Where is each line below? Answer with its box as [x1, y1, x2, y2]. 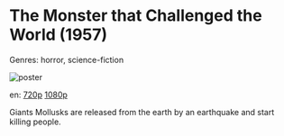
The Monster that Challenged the [9, 5, 263, 26]
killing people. [9, 116, 61, 127]
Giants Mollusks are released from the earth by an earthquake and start [9, 106, 275, 117]
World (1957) [9, 24, 108, 45]
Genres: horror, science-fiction [9, 54, 124, 65]
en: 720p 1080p [9, 89, 68, 100]
